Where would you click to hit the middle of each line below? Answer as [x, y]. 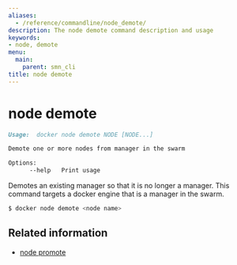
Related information [58, 233]
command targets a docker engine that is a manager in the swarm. [116, 194]
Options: [23, 163]
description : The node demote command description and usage [111, 30]
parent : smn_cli [49, 67]
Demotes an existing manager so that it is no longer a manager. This [119, 186]
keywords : [24, 38]
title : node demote [40, 74]
